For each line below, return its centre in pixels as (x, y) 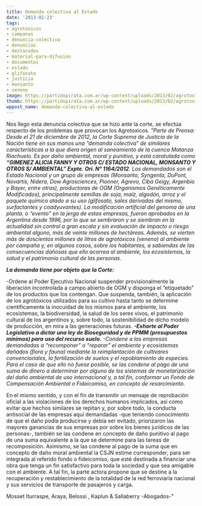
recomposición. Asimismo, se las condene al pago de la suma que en (92, 446)
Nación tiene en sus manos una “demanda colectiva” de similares (88, 143)
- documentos (23, 62)
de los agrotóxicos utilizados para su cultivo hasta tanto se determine (92, 300)
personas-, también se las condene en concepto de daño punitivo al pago (98, 433)
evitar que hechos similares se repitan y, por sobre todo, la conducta (91, 408)
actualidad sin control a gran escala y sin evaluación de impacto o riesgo (98, 226)
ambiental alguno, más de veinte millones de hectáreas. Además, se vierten (100, 233)
